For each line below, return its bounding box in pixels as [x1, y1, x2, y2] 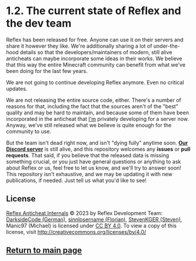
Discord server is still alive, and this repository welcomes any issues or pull [6, 146, 191, 153]
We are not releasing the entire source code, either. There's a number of [6, 96, 181, 104]
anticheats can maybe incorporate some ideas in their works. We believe [6, 55, 182, 62]
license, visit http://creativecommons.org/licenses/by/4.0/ [6, 228, 147, 235]
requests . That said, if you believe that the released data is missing [6, 151, 170, 158]
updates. [6, 85, 28, 92]
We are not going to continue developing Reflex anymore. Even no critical [6, 78, 184, 86]
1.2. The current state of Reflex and [6, 4, 181, 18]
